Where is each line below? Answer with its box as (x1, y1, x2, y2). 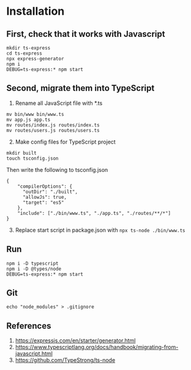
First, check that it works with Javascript (6, 29, 165, 39)
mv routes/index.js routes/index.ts (6, 121, 100, 128)
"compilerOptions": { (17, 183, 72, 190)
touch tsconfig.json (6, 155, 59, 161)
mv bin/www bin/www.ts (6, 111, 64, 117)
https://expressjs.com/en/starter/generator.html (15, 337, 136, 344)
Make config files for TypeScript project (15, 138, 116, 145)
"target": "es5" (22, 199, 64, 206)
